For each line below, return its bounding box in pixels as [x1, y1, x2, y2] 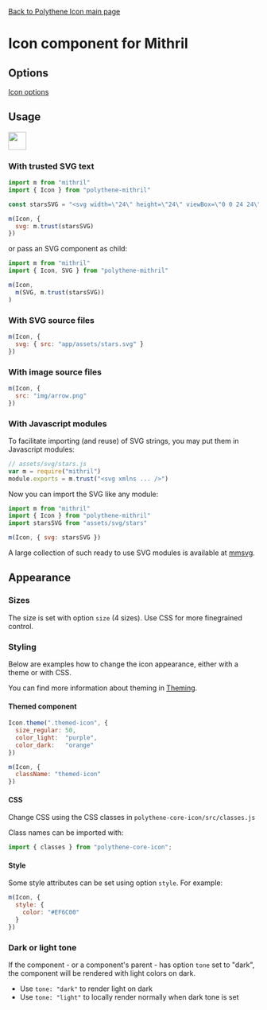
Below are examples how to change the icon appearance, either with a [8, 659, 238, 669]
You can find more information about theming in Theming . [8, 683, 198, 693]
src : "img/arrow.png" [15, 391, 87, 400]
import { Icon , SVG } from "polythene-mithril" [8, 266, 169, 275]
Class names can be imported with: [8, 828, 124, 837]
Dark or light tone [8, 942, 77, 953]
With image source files [8, 366, 102, 377]
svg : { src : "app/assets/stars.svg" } [15, 340, 145, 348]
